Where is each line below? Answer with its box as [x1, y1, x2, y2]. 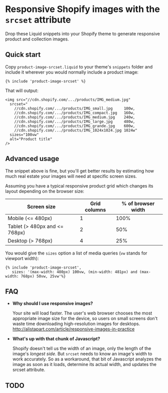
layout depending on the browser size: [5, 188, 84, 194]
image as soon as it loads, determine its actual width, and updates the [12, 361, 156, 367]
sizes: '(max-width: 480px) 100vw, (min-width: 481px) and [11, 269, 137, 274]
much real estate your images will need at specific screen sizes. [5, 173, 137, 179]
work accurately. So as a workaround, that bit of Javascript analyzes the [12, 356, 161, 362]
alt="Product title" [9, 136, 52, 141]
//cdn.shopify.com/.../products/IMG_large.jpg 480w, [14, 119, 135, 124]
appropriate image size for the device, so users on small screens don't [12, 315, 158, 321]
